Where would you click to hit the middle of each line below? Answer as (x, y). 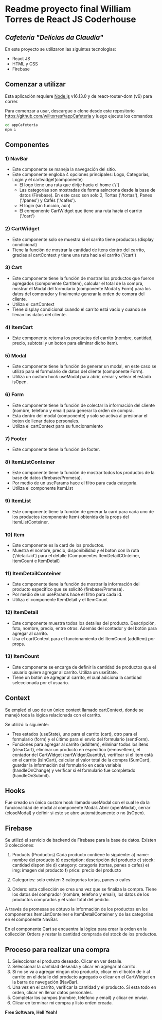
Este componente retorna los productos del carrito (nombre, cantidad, (82, 338)
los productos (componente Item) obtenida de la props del (71, 517)
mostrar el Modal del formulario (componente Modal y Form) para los (81, 288)
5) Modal (16, 356)
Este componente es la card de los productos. (58, 545)
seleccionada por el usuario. (40, 682)
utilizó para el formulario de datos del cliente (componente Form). (78, 371)
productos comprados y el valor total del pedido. (61, 900)
